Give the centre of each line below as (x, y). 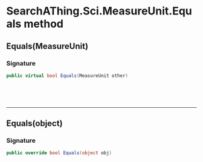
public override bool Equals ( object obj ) (59, 153)
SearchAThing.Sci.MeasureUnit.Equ (99, 11)
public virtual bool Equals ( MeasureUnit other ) (67, 76)
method (43, 24)
